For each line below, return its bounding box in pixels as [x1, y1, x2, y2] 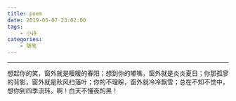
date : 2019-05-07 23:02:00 [7, 17, 86, 24]
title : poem [7, 10, 42, 17]
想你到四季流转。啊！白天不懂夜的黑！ [7, 86, 118, 95]
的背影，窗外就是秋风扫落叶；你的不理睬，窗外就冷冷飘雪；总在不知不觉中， [7, 78, 229, 86]
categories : [7, 36, 42, 43]
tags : [7, 23, 23, 30]
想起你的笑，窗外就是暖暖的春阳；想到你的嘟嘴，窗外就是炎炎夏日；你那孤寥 [7, 69, 229, 77]
